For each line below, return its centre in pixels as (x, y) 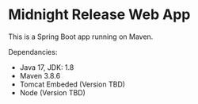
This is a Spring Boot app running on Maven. (81, 37)
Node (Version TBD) (52, 92)
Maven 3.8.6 (40, 75)
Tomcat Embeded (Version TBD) (72, 84)
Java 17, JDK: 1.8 (47, 67)
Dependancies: (33, 52)
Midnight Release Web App (99, 15)
